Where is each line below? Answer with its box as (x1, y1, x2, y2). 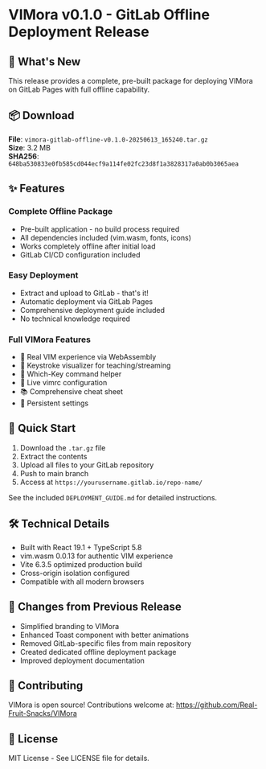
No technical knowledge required (19, 314, 131, 323)
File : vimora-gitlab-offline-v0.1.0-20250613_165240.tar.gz (8, 134, 209, 144)
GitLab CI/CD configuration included (19, 249, 141, 259)
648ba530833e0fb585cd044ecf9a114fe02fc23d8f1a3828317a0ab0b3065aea (8, 159, 239, 168)
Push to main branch (19, 468, 89, 478)
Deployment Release (8, 23, 150, 41)
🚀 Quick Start (8, 422, 76, 435)
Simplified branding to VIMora (19, 621, 120, 631)
